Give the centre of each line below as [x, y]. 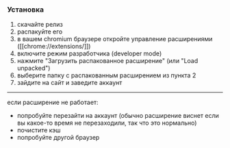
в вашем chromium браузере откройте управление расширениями [115, 39]
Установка [26, 10]
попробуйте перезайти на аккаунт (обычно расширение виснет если [118, 116]
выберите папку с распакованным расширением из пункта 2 [106, 75]
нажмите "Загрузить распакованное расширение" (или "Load [107, 61]
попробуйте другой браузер [58, 138]
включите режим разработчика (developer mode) [89, 53]
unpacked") [34, 68]
